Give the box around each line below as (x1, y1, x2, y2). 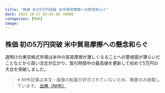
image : (5, 21, 19, 26)
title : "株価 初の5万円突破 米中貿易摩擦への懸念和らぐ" (5, 7, 109, 12)
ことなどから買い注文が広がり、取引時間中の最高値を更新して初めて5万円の (5, 60, 159, 66)
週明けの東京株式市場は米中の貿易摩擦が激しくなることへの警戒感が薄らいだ (5, 54, 161, 60)
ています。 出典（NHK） (17, 83, 66, 89)
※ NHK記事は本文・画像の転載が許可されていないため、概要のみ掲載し (17, 77, 160, 83)
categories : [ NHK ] (5, 16, 43, 21)
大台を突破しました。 (5, 67, 48, 72)
